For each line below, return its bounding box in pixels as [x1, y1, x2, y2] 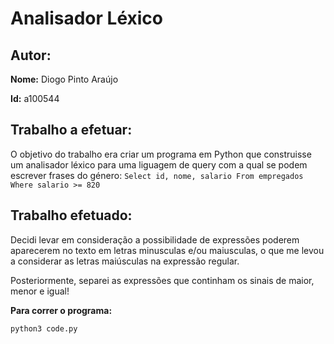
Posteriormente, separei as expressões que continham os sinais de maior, [10, 274, 315, 286]
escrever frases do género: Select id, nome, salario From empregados [10, 169, 304, 181]
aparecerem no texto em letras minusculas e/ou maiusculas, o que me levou [10, 244, 325, 256]
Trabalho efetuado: [10, 207, 133, 224]
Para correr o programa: [10, 304, 113, 316]
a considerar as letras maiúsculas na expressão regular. [10, 255, 240, 267]
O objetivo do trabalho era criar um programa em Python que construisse [10, 148, 312, 160]
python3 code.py [10, 323, 78, 334]
